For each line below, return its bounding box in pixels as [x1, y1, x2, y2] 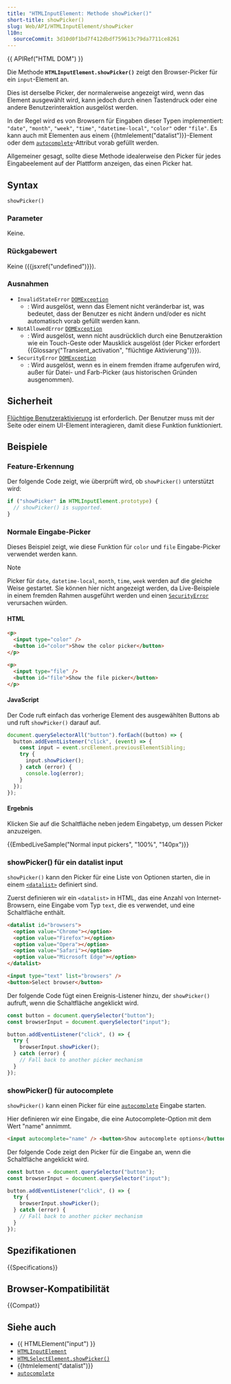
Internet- [196, 893, 222, 902]
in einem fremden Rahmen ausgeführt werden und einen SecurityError [7, 591, 209, 600]
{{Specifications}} [7, 1263, 58, 1272]
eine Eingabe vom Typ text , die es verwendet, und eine [37, 901, 195, 909]
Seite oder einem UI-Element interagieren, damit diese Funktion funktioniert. [7, 421, 223, 429]
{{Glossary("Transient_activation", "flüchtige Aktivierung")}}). [27, 346, 201, 354]
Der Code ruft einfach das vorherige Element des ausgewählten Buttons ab [7, 711, 220, 719]
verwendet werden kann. [7, 550, 78, 558]
